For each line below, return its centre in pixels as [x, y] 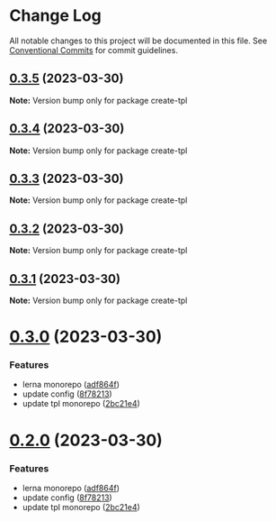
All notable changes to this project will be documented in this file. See [138, 41]
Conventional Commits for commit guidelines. [93, 50]
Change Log [55, 16]
